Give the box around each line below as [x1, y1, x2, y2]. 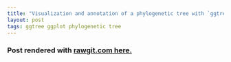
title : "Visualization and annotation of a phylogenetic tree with [7, 10, 205, 17]
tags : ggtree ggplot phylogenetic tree [7, 23, 122, 30]
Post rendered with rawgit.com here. [7, 45, 133, 55]
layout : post [7, 17, 45, 23]
